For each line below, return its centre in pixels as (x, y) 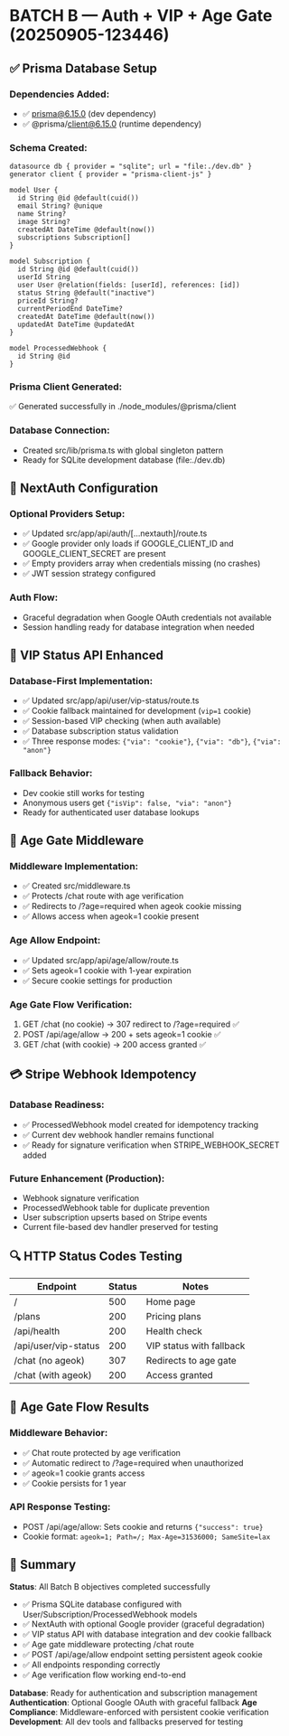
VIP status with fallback (196, 1346)
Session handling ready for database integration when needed (138, 627)
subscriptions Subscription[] (74, 238)
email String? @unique (60, 206)
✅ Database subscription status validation (100, 731)
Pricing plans (173, 1316)
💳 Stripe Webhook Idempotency (103, 1075)
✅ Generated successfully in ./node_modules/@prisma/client (123, 407)
